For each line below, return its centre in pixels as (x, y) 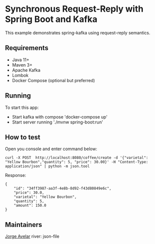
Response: (16, 175)
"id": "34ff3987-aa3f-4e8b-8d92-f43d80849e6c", (62, 189)
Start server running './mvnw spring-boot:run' (57, 122)
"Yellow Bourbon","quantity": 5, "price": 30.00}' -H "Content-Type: (77, 162)
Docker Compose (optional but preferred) (54, 80)
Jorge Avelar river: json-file (32, 236)
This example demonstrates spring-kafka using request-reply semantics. (78, 33)
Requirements (27, 48)
